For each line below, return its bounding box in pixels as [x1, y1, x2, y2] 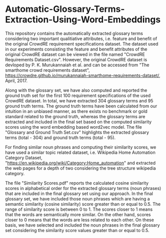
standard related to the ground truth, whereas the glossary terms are [5, 113, 145, 119]
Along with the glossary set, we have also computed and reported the [5, 87, 148, 93]
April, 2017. [5, 78, 28, 84]
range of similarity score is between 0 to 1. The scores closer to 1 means [5, 206, 153, 212]
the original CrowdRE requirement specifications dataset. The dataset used [5, 41, 159, 47]
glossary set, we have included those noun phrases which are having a [5, 195, 150, 201]
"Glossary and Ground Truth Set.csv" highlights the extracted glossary [5, 129, 150, 135]
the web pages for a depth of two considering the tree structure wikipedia [5, 165, 156, 171]
